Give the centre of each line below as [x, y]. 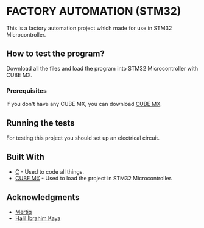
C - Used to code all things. [49, 171]
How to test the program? [55, 54]
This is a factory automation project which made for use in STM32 [89, 28]
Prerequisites [26, 91]
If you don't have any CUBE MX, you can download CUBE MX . [84, 104]
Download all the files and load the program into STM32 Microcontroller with [102, 68]
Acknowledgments [43, 197]
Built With [25, 157]
